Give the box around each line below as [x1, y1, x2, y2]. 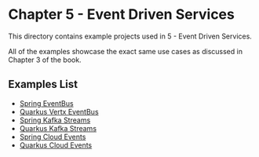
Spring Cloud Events [19, 132, 86, 141]
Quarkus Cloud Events [19, 140, 93, 150]
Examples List [8, 78, 78, 91]
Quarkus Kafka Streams [19, 123, 97, 133]
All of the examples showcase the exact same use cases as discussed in [8, 46, 243, 56]
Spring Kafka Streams [19, 115, 91, 125]
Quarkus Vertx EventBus [19, 107, 100, 116]
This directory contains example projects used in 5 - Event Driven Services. [8, 31, 253, 41]
